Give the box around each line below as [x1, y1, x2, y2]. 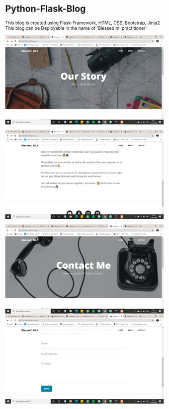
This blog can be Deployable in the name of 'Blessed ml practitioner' [5, 25, 147, 31]
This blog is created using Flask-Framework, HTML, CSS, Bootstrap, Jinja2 [5, 20, 160, 26]
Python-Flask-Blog [5, 3, 86, 15]
